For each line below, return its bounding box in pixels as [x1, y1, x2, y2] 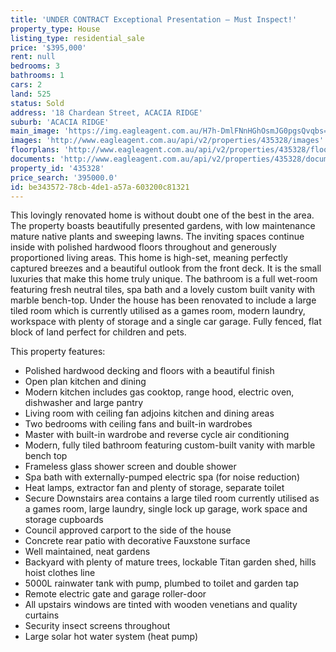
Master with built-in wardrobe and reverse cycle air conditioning [24, 429, 290, 441]
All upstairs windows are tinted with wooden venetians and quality [24, 599, 298, 611]
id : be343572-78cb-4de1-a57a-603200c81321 [10, 182, 190, 192]
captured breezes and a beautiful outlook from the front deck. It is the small [10, 262, 322, 275]
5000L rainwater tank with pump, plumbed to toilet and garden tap [24, 577, 300, 590]
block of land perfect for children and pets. [10, 326, 187, 338]
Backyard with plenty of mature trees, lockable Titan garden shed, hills [24, 556, 317, 568]
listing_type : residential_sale [10, 33, 145, 43]
